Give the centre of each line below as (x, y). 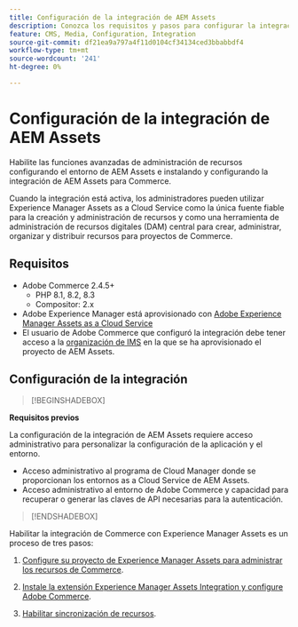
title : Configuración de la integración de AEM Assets (113, 17)
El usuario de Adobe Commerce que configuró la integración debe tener (154, 332)
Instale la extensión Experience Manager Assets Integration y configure (153, 587)
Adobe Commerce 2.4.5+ (68, 285)
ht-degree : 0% (35, 67)
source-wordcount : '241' (55, 59)
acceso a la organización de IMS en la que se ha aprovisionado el (141, 342)
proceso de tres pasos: (51, 544)
